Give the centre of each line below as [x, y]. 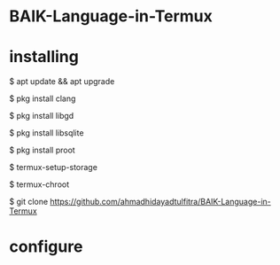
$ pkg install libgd [42, 116]
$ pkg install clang [43, 98]
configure [46, 247]
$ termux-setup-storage [53, 168]
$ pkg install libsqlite [47, 133]
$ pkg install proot [42, 150]
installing [44, 57]
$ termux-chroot [39, 184]
